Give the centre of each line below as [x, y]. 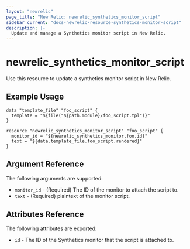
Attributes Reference [45, 214]
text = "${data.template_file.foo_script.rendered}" [77, 141]
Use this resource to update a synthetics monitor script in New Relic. [89, 79]
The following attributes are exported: [51, 228]
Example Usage [35, 97]
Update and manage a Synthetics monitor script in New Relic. [89, 33]
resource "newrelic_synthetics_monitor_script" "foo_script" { [85, 131]
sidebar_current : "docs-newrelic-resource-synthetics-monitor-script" [94, 22]
